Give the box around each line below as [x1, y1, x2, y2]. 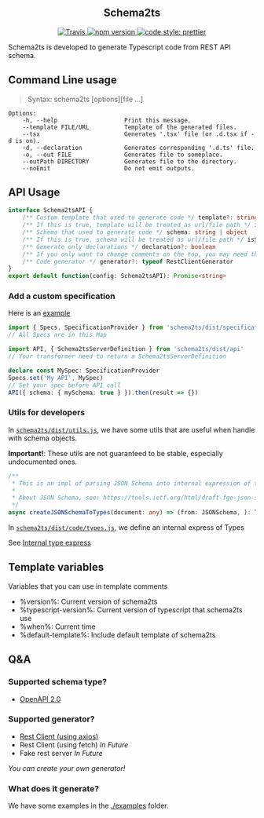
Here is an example [8, 309, 71, 318]
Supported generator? [8, 714, 95, 725]
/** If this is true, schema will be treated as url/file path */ [22, 236, 244, 243]
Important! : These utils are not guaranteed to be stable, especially [8, 448, 224, 458]
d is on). [8, 137, 41, 144]
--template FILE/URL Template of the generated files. [22, 123, 237, 131]
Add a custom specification [8, 290, 115, 301]
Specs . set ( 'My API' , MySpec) [8, 374, 104, 382]
